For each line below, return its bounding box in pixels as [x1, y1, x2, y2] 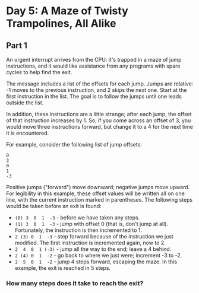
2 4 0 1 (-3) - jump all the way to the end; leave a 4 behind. [14, 246, 172, 253]
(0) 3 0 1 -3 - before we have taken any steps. [14, 214, 140, 221]
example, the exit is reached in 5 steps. [14, 265, 111, 271]
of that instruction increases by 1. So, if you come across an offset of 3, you [6, 117, 191, 124]
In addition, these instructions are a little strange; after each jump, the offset [6, 111, 192, 117]
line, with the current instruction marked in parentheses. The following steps [6, 196, 193, 203]
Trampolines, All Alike [6, 17, 116, 30]
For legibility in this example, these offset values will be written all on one [6, 190, 185, 197]
